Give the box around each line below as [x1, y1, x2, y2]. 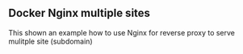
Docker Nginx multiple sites [8, 6, 151, 20]
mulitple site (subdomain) [8, 36, 93, 46]
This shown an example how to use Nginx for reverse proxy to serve [8, 27, 236, 37]
